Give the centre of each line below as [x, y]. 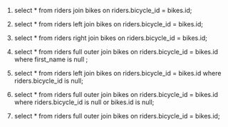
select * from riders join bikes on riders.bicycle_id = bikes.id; [103, 10]
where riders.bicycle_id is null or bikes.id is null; [84, 102]
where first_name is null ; [51, 59]
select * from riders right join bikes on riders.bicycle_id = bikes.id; [111, 38]
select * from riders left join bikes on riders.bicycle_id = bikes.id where [118, 73]
